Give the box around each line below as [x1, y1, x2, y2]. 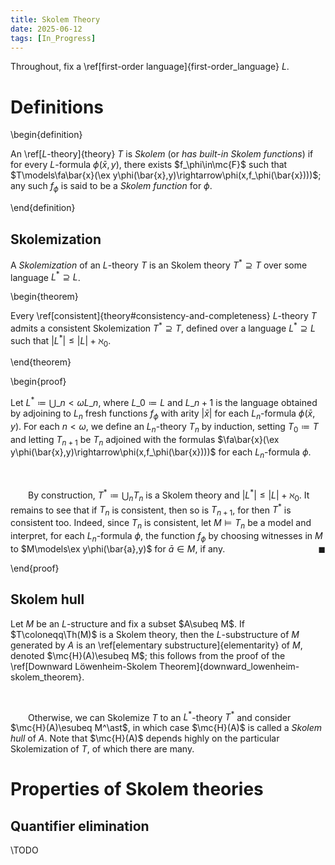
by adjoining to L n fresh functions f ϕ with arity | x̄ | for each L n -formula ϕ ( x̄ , [10, 407, 316, 421]
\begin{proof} [10, 376, 67, 388]
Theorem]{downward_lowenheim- [159, 660, 300, 672]
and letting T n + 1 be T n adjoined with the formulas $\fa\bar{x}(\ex [10, 433, 280, 448]
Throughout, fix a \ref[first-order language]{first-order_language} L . [10, 61, 290, 73]
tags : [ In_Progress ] [10, 33, 97, 43]
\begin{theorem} [10, 291, 79, 303]
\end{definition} [10, 202, 76, 214]
